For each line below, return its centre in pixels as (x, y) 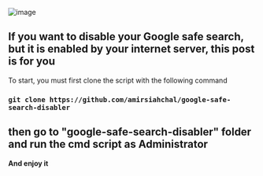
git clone (27, 99)
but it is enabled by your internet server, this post (131, 49)
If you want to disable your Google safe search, (126, 37)
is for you (31, 62)
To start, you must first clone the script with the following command (118, 80)
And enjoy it (28, 163)
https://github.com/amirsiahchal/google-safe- (140, 99)
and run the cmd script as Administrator (108, 144)
